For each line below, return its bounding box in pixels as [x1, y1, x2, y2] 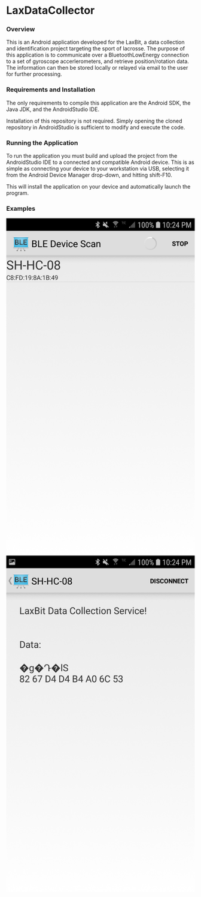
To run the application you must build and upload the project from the [6, 153, 178, 160]
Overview [6, 25, 35, 34]
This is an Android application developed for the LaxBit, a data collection [6, 38, 185, 46]
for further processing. [6, 70, 62, 78]
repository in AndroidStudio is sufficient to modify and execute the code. [6, 124, 185, 131]
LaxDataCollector [6, 4, 95, 17]
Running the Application [6, 139, 78, 147]
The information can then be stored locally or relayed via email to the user [6, 64, 188, 71]
